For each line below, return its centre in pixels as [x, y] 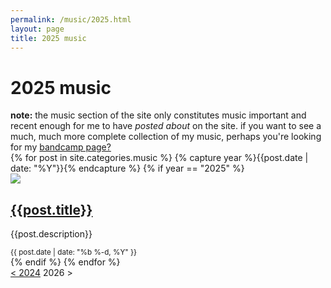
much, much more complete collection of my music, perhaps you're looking [166, 137]
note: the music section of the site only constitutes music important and [158, 115]
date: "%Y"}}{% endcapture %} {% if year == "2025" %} [127, 168]
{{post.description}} [51, 234]
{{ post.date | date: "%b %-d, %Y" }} [73, 252]
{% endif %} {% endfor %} [65, 262]
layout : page [37, 29]
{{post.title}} [51, 209]
